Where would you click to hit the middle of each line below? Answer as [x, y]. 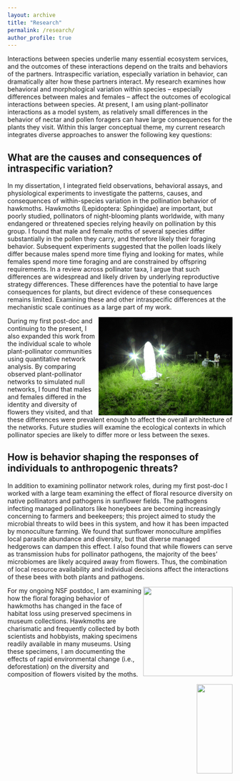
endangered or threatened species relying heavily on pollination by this [112, 224]
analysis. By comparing [42, 367]
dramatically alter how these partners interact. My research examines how [117, 81]
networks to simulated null [46, 382]
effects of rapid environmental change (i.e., [71, 659]
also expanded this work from [51, 337]
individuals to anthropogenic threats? [93, 468]
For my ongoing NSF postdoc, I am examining [74, 590]
